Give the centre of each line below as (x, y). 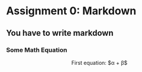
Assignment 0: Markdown (71, 11)
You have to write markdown (60, 33)
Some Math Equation (37, 50)
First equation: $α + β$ (99, 62)
